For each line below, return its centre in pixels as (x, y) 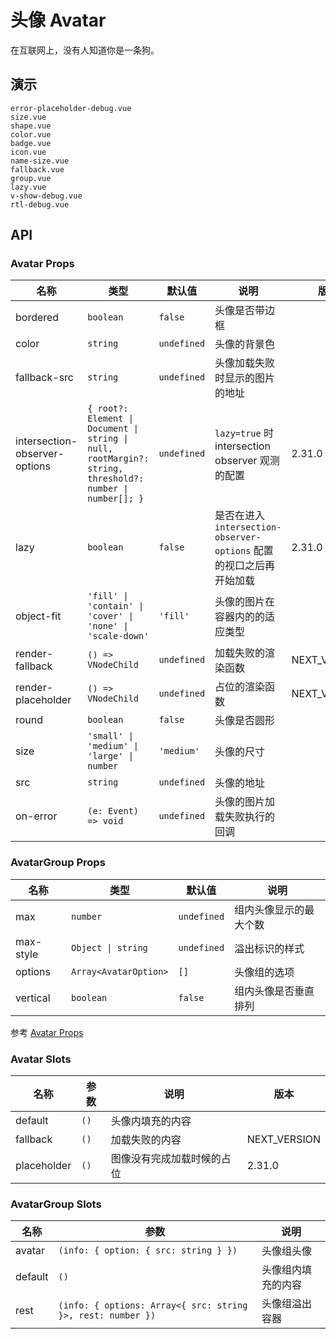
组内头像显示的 (269, 909)
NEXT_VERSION (283, 1139)
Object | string (109, 947)
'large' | (110, 756)
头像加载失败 (245, 363)
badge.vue (31, 143)
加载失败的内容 (146, 1140)
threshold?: (116, 479)
